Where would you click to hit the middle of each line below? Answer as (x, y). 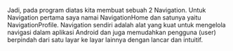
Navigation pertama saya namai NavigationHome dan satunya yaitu (104, 17)
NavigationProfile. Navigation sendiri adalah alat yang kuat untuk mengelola (116, 25)
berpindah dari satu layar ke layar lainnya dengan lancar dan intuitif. (105, 40)
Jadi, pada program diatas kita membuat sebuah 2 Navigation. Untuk (107, 10)
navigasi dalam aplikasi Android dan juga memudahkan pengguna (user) (112, 32)
